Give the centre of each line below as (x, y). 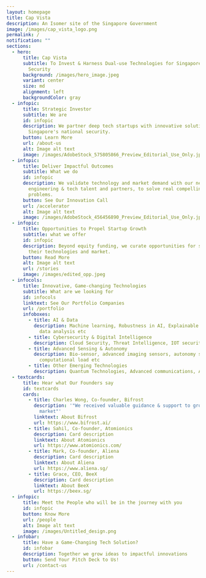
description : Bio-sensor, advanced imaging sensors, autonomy (115, 354)
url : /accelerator (46, 206)
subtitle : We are (45, 115)
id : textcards (41, 388)
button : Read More (46, 257)
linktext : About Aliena (64, 463)
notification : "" (29, 40)
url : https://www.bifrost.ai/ (72, 423)
